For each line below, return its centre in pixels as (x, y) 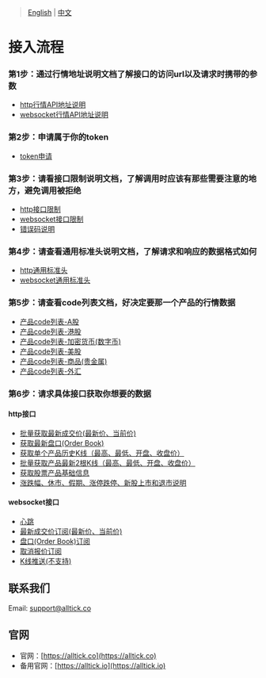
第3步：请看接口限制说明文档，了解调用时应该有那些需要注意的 (128, 178)
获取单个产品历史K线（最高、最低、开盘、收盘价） (102, 453)
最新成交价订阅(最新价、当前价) (71, 531)
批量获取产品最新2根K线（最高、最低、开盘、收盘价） (107, 462)
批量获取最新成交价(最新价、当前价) (78, 433)
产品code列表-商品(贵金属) (63, 361)
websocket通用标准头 (55, 280)
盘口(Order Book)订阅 (55, 541)
